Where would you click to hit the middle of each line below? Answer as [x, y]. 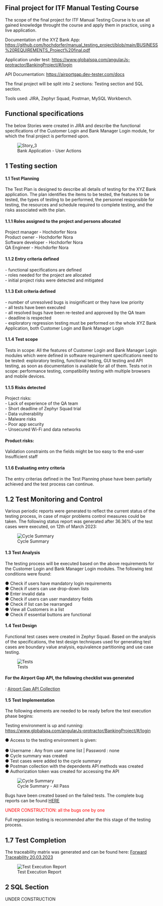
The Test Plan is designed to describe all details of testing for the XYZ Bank [81, 189]
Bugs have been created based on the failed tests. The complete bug [74, 796]
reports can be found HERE [32, 801]
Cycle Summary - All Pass [43, 786]
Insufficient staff [21, 457]
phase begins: [19, 716]
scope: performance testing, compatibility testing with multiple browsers [78, 371]
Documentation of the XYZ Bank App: [43, 40]
